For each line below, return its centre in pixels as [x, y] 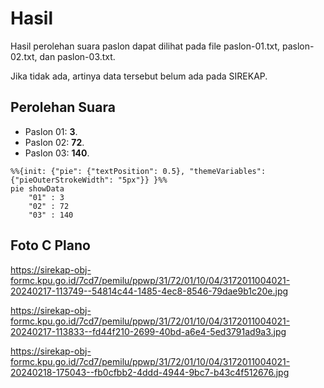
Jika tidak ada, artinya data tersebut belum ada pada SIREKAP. [139, 76]
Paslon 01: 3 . [51, 131]
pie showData [37, 188]
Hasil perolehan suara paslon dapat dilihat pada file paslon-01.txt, [145, 46]
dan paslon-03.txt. [77, 56]
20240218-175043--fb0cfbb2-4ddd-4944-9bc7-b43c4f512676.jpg [150, 372]
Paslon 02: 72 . [54, 142]
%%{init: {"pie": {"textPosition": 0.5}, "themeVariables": [138, 171]
